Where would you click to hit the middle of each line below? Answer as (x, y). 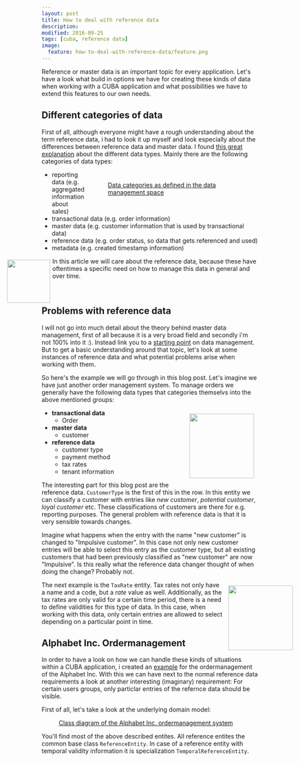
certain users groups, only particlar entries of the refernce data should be (146, 689)
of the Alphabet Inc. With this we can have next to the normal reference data (150, 674)
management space (136, 192)
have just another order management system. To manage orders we (138, 385)
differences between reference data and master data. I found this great (142, 146)
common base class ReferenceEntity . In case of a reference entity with (142, 744)
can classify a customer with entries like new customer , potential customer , (149, 499)
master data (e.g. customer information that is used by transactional (148, 225)
